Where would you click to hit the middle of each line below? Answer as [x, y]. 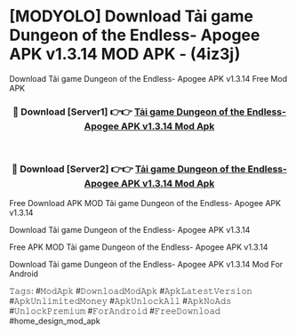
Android [24, 274]
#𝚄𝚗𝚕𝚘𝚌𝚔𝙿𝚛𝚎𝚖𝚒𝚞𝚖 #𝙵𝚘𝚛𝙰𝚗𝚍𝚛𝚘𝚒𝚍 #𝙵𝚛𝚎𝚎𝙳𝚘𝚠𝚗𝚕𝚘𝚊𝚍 [115, 311]
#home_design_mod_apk [55, 321]
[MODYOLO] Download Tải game [131, 16]
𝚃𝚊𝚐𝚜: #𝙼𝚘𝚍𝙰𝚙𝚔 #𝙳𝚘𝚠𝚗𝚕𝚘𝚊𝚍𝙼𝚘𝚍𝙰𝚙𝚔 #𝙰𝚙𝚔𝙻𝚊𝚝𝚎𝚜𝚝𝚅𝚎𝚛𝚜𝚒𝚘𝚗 [131, 291]
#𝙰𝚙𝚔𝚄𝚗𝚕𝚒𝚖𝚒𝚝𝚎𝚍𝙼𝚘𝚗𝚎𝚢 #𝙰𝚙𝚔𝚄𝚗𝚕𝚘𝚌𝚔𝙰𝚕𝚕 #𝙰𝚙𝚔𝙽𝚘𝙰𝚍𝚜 [120, 300]
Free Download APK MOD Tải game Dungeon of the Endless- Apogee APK [145, 203]
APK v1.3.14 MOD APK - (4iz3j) [125, 54]
